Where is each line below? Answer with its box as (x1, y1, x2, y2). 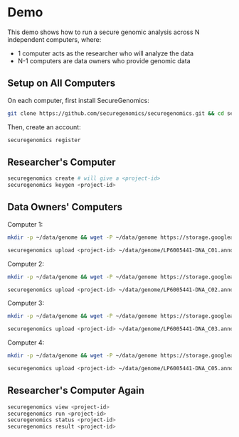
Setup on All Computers (7, 77, 116, 90)
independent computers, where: (7, 35, 102, 43)
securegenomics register (7, 136, 81, 144)
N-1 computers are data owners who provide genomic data (17, 56, 191, 65)
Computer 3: (7, 299, 45, 308)
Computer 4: (7, 338, 45, 347)
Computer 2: (7, 259, 45, 268)
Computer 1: (7, 220, 43, 228)
